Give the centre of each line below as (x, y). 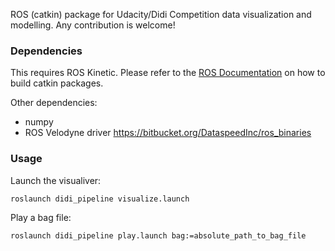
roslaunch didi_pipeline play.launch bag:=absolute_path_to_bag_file (158, 235)
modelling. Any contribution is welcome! (93, 25)
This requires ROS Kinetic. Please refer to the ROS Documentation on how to (168, 73)
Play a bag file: (41, 217)
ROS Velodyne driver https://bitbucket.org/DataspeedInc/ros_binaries (168, 133)
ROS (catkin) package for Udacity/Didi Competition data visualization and (161, 14)
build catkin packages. (57, 83)
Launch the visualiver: (56, 180)
